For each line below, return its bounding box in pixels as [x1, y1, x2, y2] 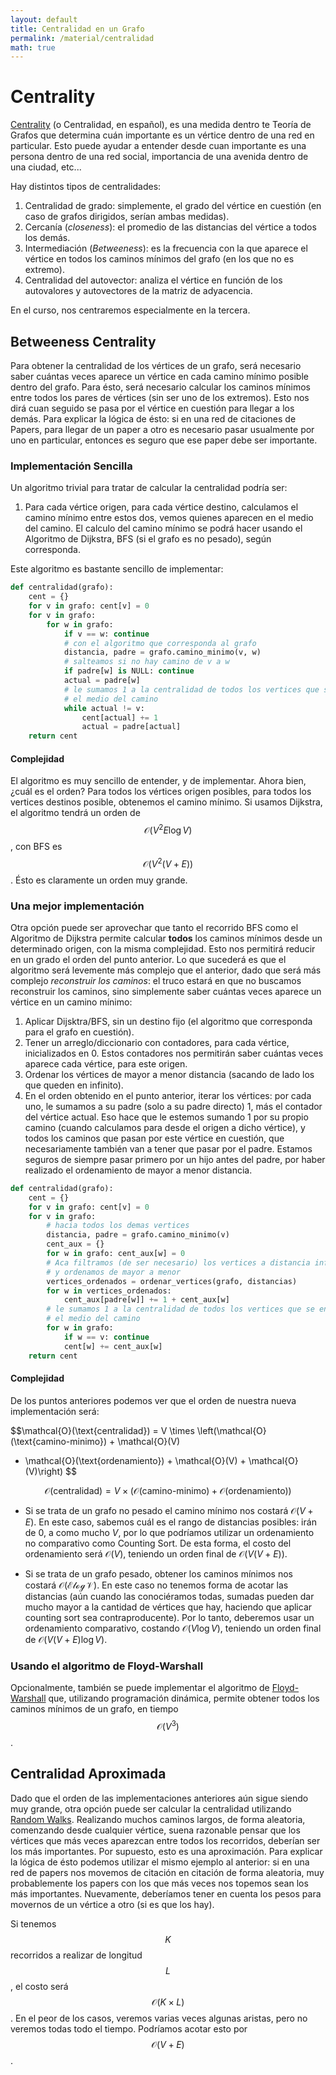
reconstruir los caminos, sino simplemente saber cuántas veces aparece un [10, 985, 322, 997]
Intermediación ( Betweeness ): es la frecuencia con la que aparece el [24, 242, 308, 255]
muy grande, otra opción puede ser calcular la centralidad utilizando [10, 1802, 292, 1815]
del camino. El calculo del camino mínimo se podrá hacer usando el [24, 522, 303, 535]
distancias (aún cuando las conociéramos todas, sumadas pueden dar [24, 1590, 315, 1602]
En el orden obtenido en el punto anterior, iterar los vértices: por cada [24, 1089, 312, 1101]
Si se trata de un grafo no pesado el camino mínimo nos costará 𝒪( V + [24, 1504, 314, 1516]
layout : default [10, 14, 78, 25]
